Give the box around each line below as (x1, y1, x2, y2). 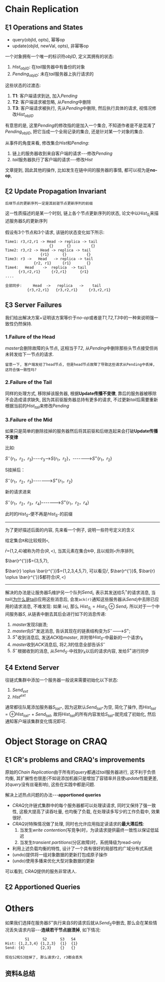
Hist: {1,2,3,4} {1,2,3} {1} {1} (5, 941, 78, 946)
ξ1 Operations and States (5, 23, 83, 32)
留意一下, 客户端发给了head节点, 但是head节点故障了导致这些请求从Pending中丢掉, (5, 362, 156, 367)
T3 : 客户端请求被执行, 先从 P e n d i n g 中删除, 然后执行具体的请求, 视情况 (12, 105, 152, 111)
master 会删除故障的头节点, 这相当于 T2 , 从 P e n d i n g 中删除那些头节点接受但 (5, 345, 154, 351)
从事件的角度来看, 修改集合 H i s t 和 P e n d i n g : (5, 140, 89, 146)
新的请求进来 (5, 489, 31, 495)
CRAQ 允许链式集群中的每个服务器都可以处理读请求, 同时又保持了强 (12, 803, 147, 808)
